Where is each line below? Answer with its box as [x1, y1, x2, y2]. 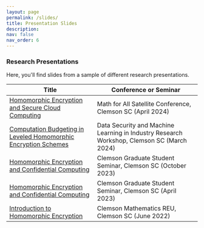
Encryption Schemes [9, 140, 69, 149]
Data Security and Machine [97, 121, 175, 130]
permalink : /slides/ [6, 15, 59, 21]
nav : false [6, 32, 34, 38]
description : [6, 26, 39, 32]
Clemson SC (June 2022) [97, 212, 171, 220]
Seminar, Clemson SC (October [97, 162, 186, 170]
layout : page [6, 9, 39, 15]
